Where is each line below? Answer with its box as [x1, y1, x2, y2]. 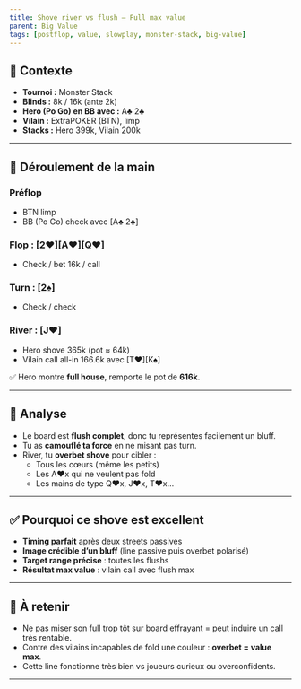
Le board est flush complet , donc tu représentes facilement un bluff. [21, 430, 276, 440]
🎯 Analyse [9, 406, 67, 422]
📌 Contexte [9, 63, 73, 78]
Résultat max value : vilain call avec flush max [21, 564, 194, 575]
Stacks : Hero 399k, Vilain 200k [21, 125, 141, 135]
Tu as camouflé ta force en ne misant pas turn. [21, 440, 197, 450]
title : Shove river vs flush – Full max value [9, 13, 186, 22]
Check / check [21, 301, 77, 312]
